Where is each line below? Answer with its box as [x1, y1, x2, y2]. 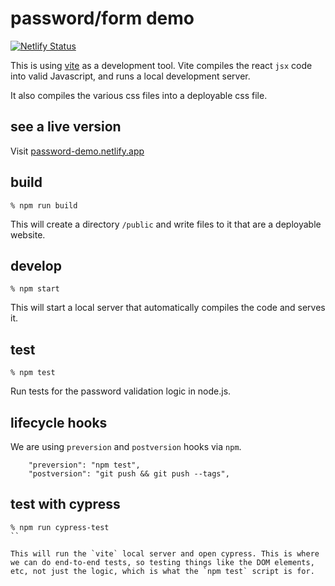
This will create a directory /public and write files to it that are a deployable [10, 218, 322, 230]
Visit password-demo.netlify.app [10, 145, 145, 157]
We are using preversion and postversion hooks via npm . [10, 441, 242, 452]
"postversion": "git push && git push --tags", [28, 469, 230, 479]
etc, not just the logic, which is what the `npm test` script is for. [10, 566, 315, 576]
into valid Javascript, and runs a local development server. [10, 70, 251, 82]
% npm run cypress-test [10, 522, 110, 532]
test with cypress [10, 496, 121, 513]
